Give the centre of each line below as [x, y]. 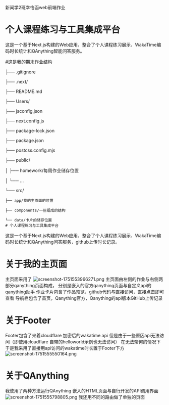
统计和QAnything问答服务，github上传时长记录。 [69, 242]
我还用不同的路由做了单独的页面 [112, 397]
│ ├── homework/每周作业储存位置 [42, 170]
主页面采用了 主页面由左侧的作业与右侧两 [84, 279]
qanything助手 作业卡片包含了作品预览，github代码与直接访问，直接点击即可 [85, 292]
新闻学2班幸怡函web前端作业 [35, 7]
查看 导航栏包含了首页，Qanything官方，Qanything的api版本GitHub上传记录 [84, 298]
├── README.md [24, 91]
